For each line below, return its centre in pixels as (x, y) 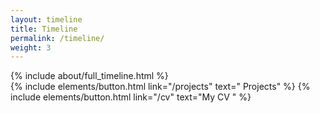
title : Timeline (44, 29)
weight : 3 (31, 47)
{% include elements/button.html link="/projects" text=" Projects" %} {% (160, 87)
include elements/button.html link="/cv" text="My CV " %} (131, 97)
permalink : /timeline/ (57, 38)
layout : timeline (46, 19)
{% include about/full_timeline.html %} (89, 76)
